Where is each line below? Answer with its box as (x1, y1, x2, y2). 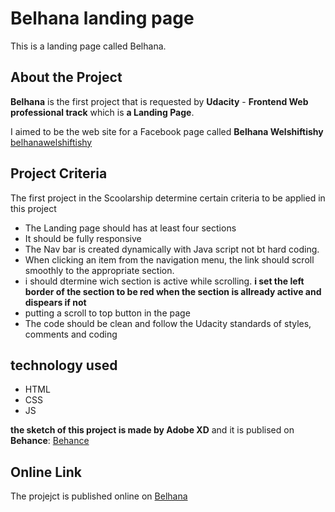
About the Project (10, 69, 123, 86)
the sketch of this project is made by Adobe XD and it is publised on (10, 424, 295, 436)
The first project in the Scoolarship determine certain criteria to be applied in (10, 192, 326, 204)
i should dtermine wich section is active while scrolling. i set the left (24, 275, 305, 287)
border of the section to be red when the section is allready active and (24, 285, 322, 297)
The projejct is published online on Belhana (10, 490, 188, 502)
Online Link (10, 463, 83, 481)
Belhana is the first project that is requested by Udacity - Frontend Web (10, 95, 309, 107)
